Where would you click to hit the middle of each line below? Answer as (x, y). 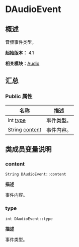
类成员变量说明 (28, 149)
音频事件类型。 (21, 42)
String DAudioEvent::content (36, 175)
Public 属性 (19, 97)
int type (17, 120)
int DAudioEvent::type (29, 219)
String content (25, 129)
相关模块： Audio (22, 63)
